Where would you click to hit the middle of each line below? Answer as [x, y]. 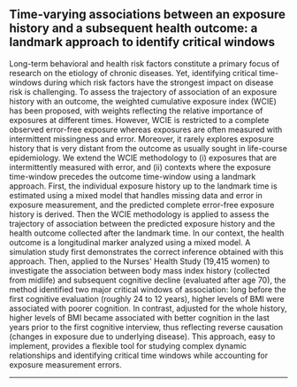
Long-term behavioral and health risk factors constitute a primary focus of [145, 63]
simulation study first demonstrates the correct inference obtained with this [147, 252]
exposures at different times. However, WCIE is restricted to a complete [139, 120]
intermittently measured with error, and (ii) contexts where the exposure [140, 166]
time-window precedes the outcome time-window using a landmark [133, 176]
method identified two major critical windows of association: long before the [148, 289]
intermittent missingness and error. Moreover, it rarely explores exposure [142, 139]
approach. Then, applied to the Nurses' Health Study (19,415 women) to [140, 261]
